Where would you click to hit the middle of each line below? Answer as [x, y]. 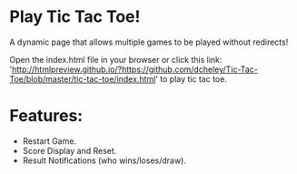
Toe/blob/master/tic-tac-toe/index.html [83, 78]
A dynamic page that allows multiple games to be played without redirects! [149, 42]
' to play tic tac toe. [191, 78]
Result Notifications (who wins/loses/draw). [104, 160]
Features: [46, 116]
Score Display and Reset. [69, 150]
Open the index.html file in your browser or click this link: [116, 59]
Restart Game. [49, 141]
